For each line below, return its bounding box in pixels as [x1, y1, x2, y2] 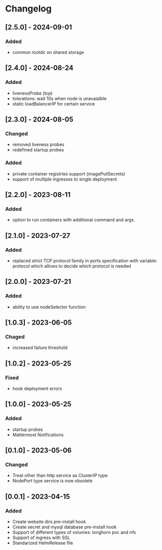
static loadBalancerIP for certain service [12, 100, 95, 106]
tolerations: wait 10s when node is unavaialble [12, 95, 107, 101]
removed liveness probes [12, 141, 65, 147]
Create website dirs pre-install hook [12, 518, 86, 525]
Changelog [5, 3, 52, 14]
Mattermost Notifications [12, 431, 64, 437]
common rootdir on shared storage [12, 49, 84, 55]
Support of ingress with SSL [12, 534, 70, 540]
